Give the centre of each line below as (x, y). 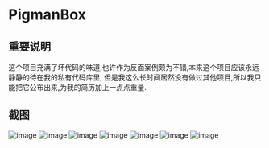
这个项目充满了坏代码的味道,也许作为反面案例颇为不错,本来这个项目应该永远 (134, 67)
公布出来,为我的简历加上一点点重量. (88, 87)
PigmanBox (48, 15)
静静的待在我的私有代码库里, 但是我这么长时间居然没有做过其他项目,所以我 (132, 77)
